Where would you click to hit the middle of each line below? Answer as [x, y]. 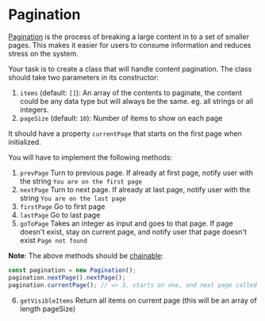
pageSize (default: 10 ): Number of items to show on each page [121, 118]
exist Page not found [53, 240]
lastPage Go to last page [60, 215]
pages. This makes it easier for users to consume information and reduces [130, 44]
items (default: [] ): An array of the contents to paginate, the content [131, 92]
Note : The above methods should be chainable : [86, 255]
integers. [34, 110]
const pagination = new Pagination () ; [72, 270]
